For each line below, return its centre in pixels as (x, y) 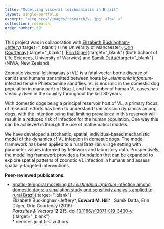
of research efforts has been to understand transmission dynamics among (81, 109)
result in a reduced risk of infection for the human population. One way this (82, 119)
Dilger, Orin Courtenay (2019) (42, 206)
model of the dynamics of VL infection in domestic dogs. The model (74, 139)
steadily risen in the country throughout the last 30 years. (64, 94)
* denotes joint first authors (40, 222)
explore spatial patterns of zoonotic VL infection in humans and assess (78, 160)
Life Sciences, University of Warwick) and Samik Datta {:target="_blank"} (79, 58)
